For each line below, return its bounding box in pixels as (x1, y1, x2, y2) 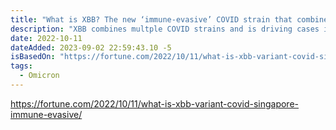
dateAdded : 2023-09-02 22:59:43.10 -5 (10, 42, 172, 53)
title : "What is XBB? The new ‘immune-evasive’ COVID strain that (10, 14, 293, 25)
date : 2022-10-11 (10, 33, 83, 43)
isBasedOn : (10, 52, 56, 62)
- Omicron (19, 71, 60, 81)
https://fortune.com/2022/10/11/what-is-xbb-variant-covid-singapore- (10, 97, 300, 110)
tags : (10, 61, 33, 71)
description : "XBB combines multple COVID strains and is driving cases (10, 24, 320, 34)
